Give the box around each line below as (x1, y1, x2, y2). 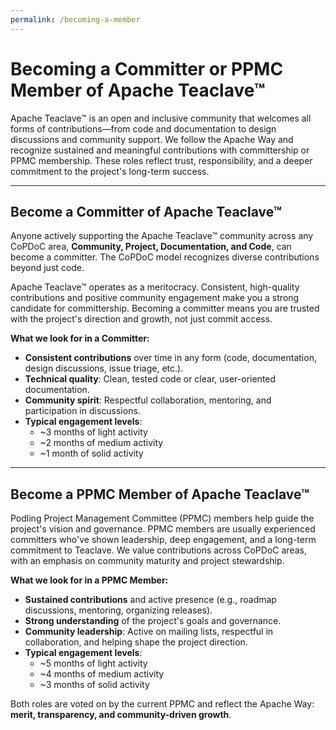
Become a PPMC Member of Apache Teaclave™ (10, 486, 310, 503)
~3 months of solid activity (39, 679, 150, 691)
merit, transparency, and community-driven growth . (10, 709, 232, 721)
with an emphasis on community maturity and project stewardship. (10, 555, 285, 567)
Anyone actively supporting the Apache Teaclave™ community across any (10, 230, 314, 242)
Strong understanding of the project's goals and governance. (24, 615, 282, 627)
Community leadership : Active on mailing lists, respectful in (24, 626, 274, 638)
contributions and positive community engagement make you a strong (10, 292, 300, 304)
